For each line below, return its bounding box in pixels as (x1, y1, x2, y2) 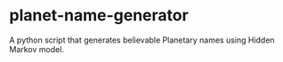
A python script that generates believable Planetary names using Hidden (9, 35, 275, 45)
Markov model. (9, 43, 65, 54)
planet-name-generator (9, 5, 189, 26)
